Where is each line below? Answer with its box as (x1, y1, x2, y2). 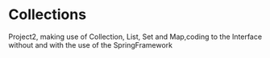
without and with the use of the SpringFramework (8, 40, 173, 49)
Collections (8, 6, 87, 24)
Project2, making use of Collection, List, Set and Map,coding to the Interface (8, 32, 263, 41)
